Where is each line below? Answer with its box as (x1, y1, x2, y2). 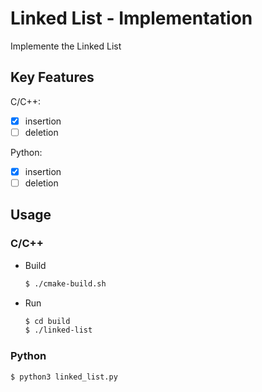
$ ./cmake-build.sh (24, 278, 107, 289)
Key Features (10, 69, 95, 86)
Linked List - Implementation (10, 7, 253, 30)
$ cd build (24, 316, 71, 326)
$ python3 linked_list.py (10, 372, 118, 382)
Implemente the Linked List (10, 40, 122, 52)
